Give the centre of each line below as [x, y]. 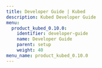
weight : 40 [30, 50]
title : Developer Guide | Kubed [46, 12]
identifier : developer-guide [52, 34]
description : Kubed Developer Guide [51, 17]
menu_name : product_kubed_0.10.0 [47, 56]
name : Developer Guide [45, 39]
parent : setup [34, 45]
